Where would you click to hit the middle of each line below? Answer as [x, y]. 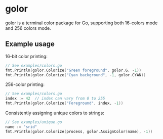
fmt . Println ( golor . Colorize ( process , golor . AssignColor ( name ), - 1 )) [79, 131]
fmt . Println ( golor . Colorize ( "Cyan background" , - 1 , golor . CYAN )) [76, 75]
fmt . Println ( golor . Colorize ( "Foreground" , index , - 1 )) [64, 103]
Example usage [30, 44]
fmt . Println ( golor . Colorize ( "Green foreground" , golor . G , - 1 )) [73, 70]
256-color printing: [25, 84]
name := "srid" [21, 127]
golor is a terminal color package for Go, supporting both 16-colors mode [81, 23]
